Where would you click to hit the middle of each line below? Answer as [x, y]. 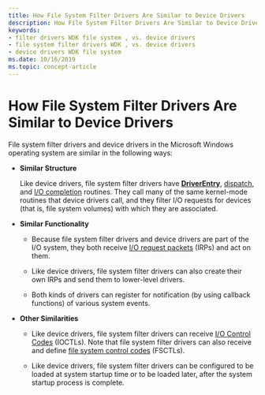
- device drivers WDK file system [65, 52]
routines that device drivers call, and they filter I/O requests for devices [135, 200]
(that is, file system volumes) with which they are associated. [119, 208]
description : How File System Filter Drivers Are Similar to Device [123, 23]
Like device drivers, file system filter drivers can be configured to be [142, 365]
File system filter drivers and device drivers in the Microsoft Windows [121, 144]
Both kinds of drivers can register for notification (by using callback [141, 294]
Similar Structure [48, 168]
